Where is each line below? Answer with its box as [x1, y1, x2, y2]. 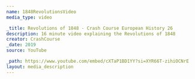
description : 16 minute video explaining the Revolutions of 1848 [6, 31, 176, 37]
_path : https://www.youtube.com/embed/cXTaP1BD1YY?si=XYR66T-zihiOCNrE [6, 58, 189, 64]
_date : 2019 [6, 42, 36, 48]
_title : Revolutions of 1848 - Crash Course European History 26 [6, 25, 173, 31]
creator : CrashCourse [6, 37, 61, 42]
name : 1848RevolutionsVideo [6, 8, 77, 15]
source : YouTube [6, 47, 47, 54]
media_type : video [6, 14, 52, 20]
